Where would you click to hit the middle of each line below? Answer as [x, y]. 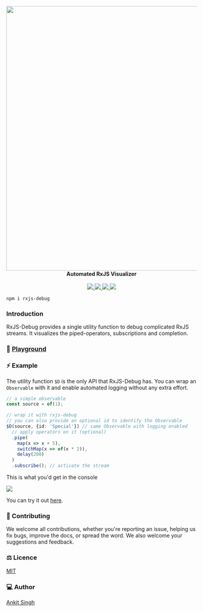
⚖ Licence [22, 558]
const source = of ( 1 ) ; [35, 404]
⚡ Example [22, 366]
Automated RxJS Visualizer [101, 274]
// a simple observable [36, 399]
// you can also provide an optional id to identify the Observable [94, 421]
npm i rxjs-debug [28, 299]
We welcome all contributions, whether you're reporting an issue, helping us [101, 529]
